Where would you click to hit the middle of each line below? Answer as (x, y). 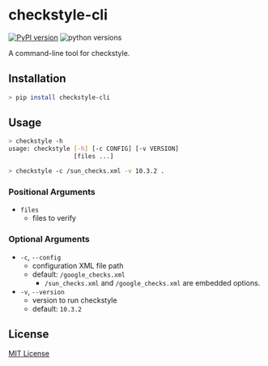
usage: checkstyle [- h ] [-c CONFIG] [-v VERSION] (94, 149)
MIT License (29, 354)
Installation (37, 79)
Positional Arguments (52, 192)
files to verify (54, 218)
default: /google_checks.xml (79, 274)
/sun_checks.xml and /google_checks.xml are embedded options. (152, 282)
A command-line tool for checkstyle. (69, 53)
